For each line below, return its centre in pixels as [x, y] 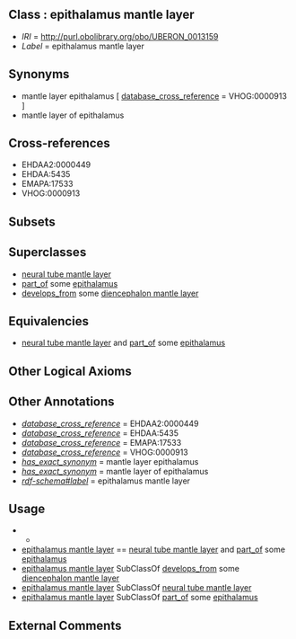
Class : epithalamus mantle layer [101, 15]
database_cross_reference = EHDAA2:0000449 [110, 423]
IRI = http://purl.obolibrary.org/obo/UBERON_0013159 [120, 36]
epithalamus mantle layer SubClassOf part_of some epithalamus [139, 598]
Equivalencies [48, 321]
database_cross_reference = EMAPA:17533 [101, 442]
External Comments [65, 625]
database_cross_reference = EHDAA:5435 [100, 433]
